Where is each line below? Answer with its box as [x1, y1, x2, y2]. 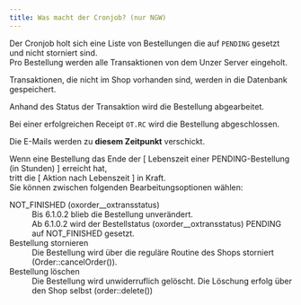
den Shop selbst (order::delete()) [31, 284, 154, 296]
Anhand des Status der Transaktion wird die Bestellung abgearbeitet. [9, 100, 265, 112]
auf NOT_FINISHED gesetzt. [31, 228, 135, 239]
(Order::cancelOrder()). [31, 257, 118, 267]
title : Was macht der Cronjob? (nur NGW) [9, 13, 167, 22]
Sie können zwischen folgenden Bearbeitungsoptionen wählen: [9, 181, 243, 193]
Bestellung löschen [9, 266, 81, 276]
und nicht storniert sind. [9, 47, 98, 58]
